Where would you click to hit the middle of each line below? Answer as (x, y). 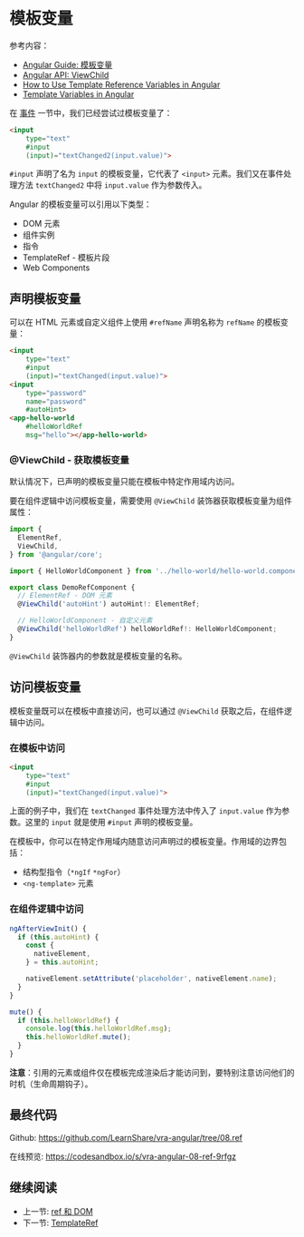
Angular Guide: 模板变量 (67, 64)
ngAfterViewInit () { (48, 929)
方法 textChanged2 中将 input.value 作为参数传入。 (112, 185)
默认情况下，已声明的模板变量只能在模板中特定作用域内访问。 (124, 482)
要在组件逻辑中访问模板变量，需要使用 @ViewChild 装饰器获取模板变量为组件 (151, 501)
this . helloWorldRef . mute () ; (78, 1037)
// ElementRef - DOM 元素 (65, 596)
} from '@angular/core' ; (56, 554)
